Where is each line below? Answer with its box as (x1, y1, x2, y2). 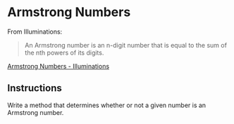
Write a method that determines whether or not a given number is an (7, 101, 207, 109)
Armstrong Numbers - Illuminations (7, 62, 110, 70)
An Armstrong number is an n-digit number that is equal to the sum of (24, 41, 228, 49)
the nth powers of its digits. (24, 48, 104, 57)
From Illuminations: (7, 27, 63, 36)
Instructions (7, 82, 62, 95)
